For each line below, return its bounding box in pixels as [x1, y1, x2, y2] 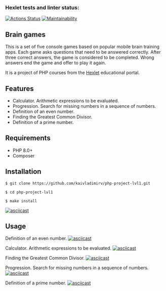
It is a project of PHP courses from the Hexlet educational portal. [5, 70, 140, 76]
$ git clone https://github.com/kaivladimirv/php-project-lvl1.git [5, 181, 151, 186]
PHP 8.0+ [12, 147, 33, 153]
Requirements [5, 134, 51, 143]
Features [5, 84, 34, 93]
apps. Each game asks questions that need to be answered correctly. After [5, 49, 161, 55]
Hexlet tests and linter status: [5, 4, 79, 11]
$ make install [5, 198, 37, 203]
